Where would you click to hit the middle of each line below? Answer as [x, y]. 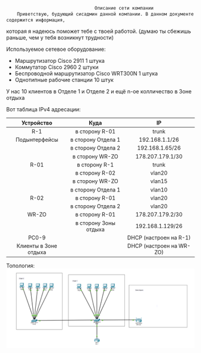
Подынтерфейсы [37, 140]
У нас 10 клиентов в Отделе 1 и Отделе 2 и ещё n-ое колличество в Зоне [99, 91]
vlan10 [159, 190]
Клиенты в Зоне [37, 246]
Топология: [20, 266]
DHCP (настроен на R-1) [159, 238]
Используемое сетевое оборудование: [56, 49]
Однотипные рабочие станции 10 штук [64, 80]
